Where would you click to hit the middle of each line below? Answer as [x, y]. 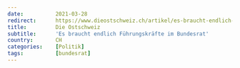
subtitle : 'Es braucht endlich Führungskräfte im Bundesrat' [108, 34]
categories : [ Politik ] [46, 47]
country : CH [35, 40]
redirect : [22, 21]
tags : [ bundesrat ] [49, 54]
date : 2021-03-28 [47, 14]
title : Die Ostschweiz [54, 27]
